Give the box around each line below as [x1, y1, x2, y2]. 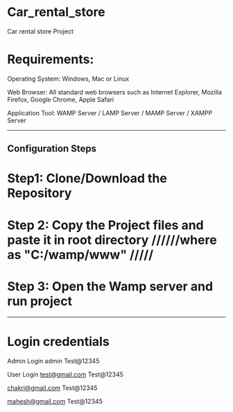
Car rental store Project [7, 27, 74, 35]
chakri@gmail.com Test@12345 [7, 384, 98, 392]
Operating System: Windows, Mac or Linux [7, 74, 130, 83]
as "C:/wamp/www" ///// [7, 247, 154, 263]
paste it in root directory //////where [7, 232, 217, 247]
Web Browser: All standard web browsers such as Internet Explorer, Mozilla [7, 88, 222, 96]
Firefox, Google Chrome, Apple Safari [7, 95, 114, 104]
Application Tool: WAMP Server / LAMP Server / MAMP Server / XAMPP [7, 108, 213, 117]
